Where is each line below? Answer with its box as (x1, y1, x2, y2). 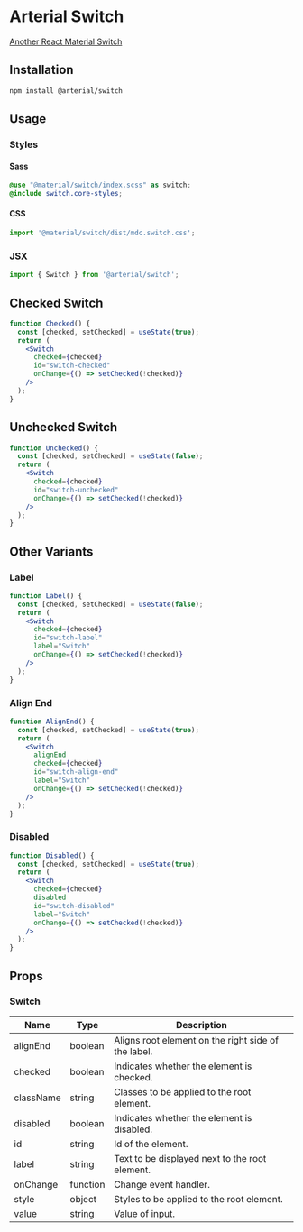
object (69, 1192, 97, 1205)
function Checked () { (9, 318, 91, 328)
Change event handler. (114, 1178, 210, 1191)
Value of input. (114, 1207, 176, 1219)
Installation (9, 62, 74, 78)
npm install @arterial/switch (9, 86, 124, 96)
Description (175, 1018, 227, 1031)
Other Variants (9, 544, 94, 559)
